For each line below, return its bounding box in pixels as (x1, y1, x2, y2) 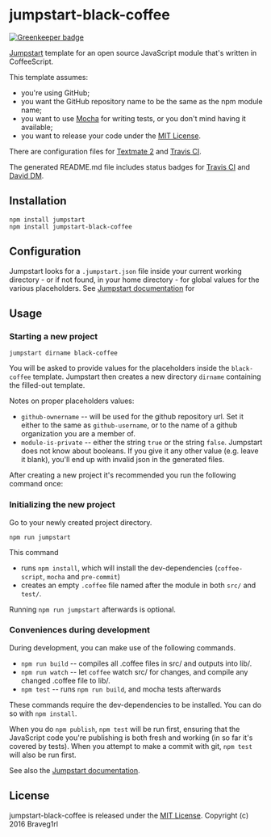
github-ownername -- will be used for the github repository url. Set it (20, 412, 244, 422)
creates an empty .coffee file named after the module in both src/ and (20, 580, 256, 590)
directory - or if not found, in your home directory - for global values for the (9, 275, 260, 284)
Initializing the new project (9, 499, 115, 511)
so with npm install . (9, 709, 77, 718)
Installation (9, 194, 67, 208)
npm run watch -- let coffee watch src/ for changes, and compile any (20, 667, 248, 676)
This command (9, 547, 59, 557)
